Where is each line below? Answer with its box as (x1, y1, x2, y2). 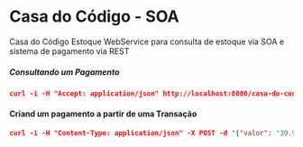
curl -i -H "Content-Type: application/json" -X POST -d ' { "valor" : (9, 128, 272, 137)
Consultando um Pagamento (9, 66, 120, 78)
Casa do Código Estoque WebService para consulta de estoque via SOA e (9, 36, 285, 47)
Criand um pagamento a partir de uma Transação (9, 108, 197, 119)
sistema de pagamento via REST (9, 45, 130, 56)
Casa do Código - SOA (9, 6, 179, 27)
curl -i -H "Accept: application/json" (9, 88, 160, 98)
